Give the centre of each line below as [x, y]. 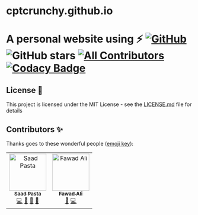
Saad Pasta [28, 194]
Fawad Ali [71, 194]
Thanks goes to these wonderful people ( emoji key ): [70, 144]
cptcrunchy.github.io [60, 11]
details [14, 111]
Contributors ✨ [35, 129]
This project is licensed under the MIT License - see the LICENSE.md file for [99, 104]
